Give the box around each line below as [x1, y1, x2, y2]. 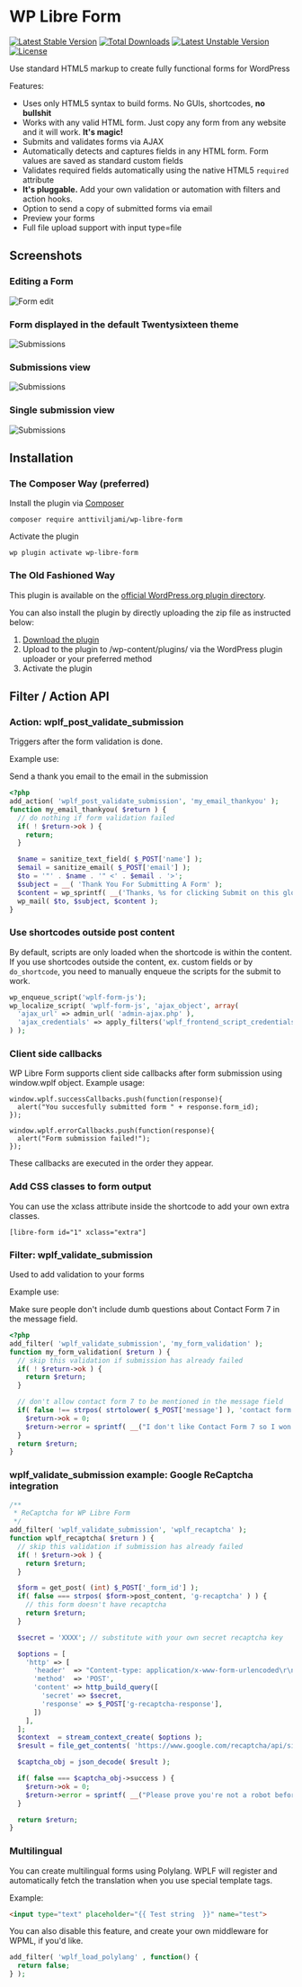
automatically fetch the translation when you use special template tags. [9, 1875, 273, 1885]
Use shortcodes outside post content [9, 926, 175, 939]
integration [9, 1480, 59, 1492]
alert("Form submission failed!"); [17, 1134, 151, 1143]
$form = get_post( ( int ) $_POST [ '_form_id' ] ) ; [17, 1583, 200, 1593]
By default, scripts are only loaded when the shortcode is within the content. [9, 946, 292, 957]
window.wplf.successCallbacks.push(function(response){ [9, 1095, 223, 1104]
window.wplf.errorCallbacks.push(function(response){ [9, 1126, 216, 1135]
